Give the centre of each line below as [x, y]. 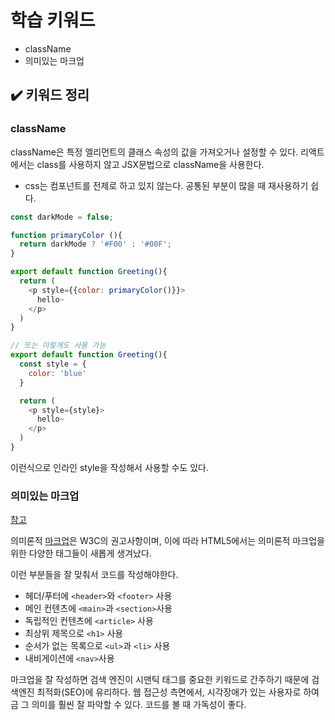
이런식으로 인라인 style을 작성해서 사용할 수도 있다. [109, 467]
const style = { [53, 364]
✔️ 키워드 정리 [50, 95]
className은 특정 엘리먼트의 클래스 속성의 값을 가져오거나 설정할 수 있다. [154, 152]
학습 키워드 [53, 20]
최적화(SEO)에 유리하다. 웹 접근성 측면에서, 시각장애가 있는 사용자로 [169, 692]
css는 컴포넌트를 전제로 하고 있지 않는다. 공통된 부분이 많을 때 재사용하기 [166, 185]
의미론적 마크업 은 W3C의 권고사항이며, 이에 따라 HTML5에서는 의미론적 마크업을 [167, 541]
